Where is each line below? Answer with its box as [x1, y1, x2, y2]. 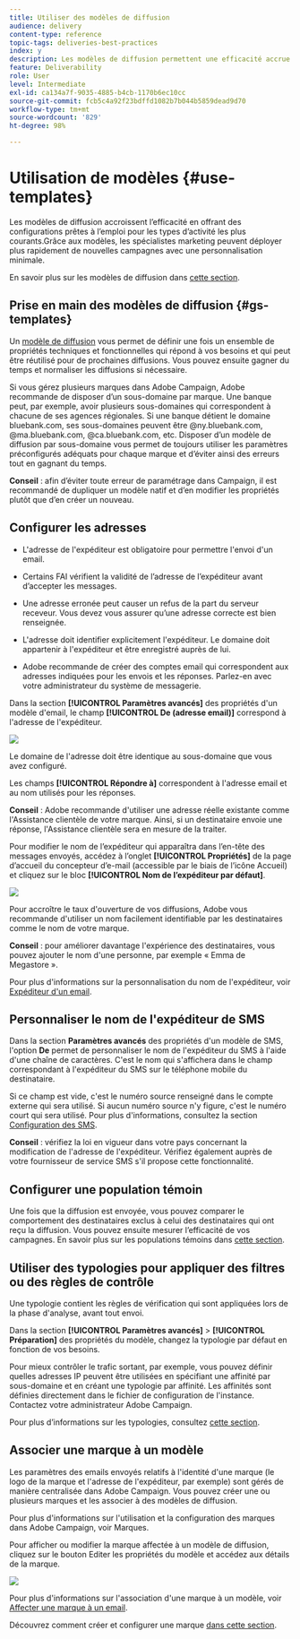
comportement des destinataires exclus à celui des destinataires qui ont [9, 1215, 275, 1226]
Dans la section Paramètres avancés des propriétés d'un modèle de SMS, [9, 1036, 284, 1047]
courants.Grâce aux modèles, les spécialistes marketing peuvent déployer [9, 235, 282, 246]
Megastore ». [9, 959, 58, 970]
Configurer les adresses [9, 521, 147, 536]
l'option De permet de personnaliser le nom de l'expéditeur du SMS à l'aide [9, 1045, 287, 1056]
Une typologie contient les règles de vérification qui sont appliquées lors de [9, 1298, 288, 1308]
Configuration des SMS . [9, 1119, 98, 1130]
